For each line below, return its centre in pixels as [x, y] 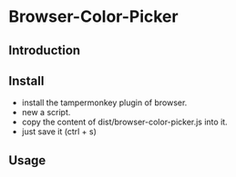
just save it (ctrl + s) [59, 132]
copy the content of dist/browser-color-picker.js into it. [125, 122]
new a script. [46, 113]
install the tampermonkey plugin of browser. [104, 103]
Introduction [45, 50]
